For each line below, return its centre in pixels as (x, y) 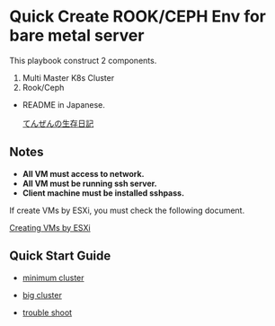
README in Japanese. (64, 104)
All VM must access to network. (84, 173)
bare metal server (77, 35)
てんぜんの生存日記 (58, 123)
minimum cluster (53, 278)
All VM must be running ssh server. (89, 183)
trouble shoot (47, 313)
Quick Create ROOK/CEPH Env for (138, 17)
